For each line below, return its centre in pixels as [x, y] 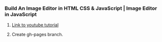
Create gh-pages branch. [37, 35]
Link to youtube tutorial [35, 25]
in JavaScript [21, 14]
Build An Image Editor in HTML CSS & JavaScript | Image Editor [81, 8]
